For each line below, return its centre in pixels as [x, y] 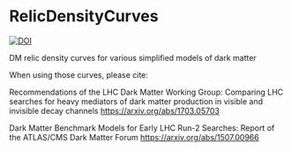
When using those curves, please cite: [79, 75]
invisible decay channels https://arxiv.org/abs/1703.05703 [115, 110]
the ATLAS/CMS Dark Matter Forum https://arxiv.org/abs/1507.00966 [134, 137]
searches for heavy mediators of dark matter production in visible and [136, 101]
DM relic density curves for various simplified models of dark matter [133, 57]
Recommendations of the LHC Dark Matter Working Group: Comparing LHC [146, 92]
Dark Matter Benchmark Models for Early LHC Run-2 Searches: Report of [142, 128]
